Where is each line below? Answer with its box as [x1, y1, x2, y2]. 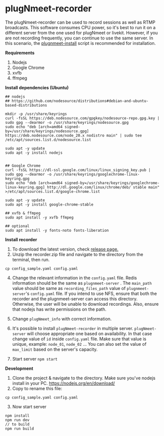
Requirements [5, 50, 35, 56]
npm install [5, 413, 30, 418]
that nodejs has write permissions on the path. [12, 306, 107, 312]
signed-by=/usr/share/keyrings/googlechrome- [65, 181, 160, 185]
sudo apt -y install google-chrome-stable [5, 202, 94, 207]
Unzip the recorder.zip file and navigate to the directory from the [12, 251, 144, 257]
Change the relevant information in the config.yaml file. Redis [12, 275, 137, 281]
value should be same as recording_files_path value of [12, 285, 126, 291]
